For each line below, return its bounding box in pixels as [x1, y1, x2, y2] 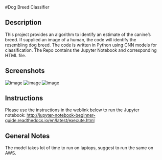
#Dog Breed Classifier [5, 4, 50, 10]
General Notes [5, 131, 50, 140]
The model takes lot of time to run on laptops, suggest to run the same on [5, 145, 154, 151]
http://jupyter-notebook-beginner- [26, 112, 95, 118]
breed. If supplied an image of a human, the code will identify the [5, 36, 137, 42]
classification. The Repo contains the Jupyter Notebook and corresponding [5, 47, 157, 53]
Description [5, 18, 42, 27]
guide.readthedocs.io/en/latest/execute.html [5, 118, 95, 124]
